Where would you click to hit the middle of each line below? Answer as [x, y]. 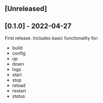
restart [19, 91]
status [18, 96]
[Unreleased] [26, 9]
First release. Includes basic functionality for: [52, 38]
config [19, 54]
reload [19, 85]
